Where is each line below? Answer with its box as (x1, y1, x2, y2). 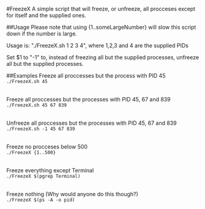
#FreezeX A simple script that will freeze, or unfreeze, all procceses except (6, 5, 196, 12)
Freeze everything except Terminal (6, 167, 94, 174)
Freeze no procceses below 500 (6, 143, 88, 150)
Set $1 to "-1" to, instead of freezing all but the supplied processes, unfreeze (6, 54, 199, 61)
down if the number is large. (6, 30, 78, 37)
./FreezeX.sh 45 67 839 (6, 102, 67, 108)
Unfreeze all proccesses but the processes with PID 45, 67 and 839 (6, 119, 177, 127)
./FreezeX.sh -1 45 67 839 (6, 126, 75, 132)
